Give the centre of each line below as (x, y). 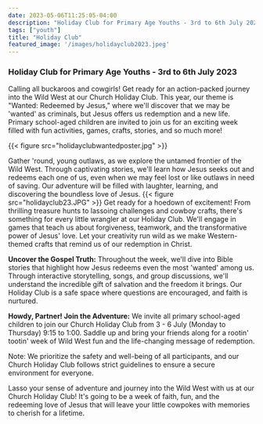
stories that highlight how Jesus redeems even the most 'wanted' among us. (131, 268)
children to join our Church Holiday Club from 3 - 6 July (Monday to (117, 324)
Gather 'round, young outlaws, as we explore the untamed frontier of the (125, 161)
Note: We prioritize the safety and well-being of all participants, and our (124, 357)
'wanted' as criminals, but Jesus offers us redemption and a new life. (119, 114)
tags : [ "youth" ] (34, 30)
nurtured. (23, 301)
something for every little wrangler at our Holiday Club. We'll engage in (122, 219)
